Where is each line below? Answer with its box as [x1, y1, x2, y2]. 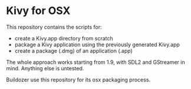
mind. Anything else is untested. [6, 64, 84, 71]
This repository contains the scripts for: [6, 23, 102, 30]
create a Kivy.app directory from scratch [14, 35, 113, 42]
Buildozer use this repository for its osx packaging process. [6, 76, 151, 83]
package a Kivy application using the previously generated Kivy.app [14, 41, 180, 48]
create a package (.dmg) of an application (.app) [14, 47, 133, 54]
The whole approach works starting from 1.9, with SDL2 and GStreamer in [6, 59, 185, 66]
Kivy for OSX [6, 4, 71, 18]
